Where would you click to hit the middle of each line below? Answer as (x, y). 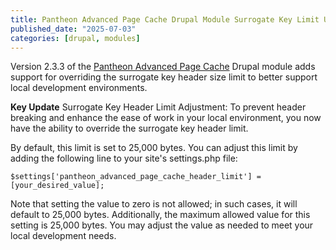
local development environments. (79, 88)
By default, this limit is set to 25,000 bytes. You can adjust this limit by (154, 148)
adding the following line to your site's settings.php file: (124, 158)
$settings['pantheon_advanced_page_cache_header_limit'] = (136, 177)
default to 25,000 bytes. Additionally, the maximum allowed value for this (160, 215)
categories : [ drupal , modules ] (75, 38)
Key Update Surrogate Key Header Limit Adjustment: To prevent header (158, 107)
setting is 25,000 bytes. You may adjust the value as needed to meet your (162, 225)
